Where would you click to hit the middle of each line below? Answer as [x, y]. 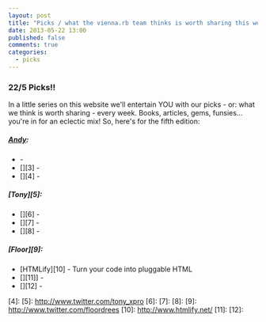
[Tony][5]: [25, 194]
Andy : [19, 139]
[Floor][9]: [26, 249]
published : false [37, 38]
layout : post [30, 15]
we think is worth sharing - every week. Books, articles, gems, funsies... [125, 113]
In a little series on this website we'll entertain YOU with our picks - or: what [131, 104]
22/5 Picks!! [32, 87]
